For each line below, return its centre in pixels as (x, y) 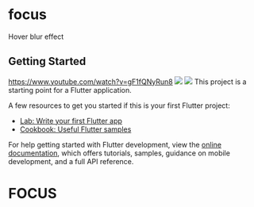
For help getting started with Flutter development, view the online (115, 144)
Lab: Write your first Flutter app (71, 121)
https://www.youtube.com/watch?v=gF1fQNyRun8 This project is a (127, 82)
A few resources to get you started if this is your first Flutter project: (119, 105)
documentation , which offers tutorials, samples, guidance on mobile (119, 153)
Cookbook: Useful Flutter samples (75, 129)
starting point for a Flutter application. (70, 90)
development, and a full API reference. (71, 161)
